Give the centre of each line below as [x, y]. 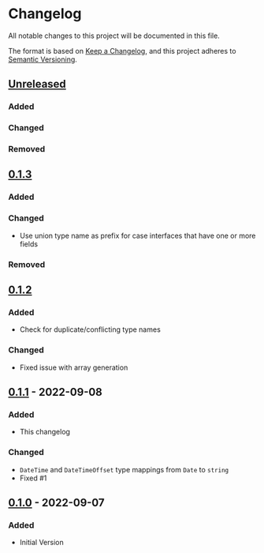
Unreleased [37, 84]
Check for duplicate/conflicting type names [90, 329]
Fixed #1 [33, 478]
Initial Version [42, 543]
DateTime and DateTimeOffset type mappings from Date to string [124, 469]
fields [28, 244]
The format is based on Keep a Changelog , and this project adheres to [122, 51]
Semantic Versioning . [43, 59]
